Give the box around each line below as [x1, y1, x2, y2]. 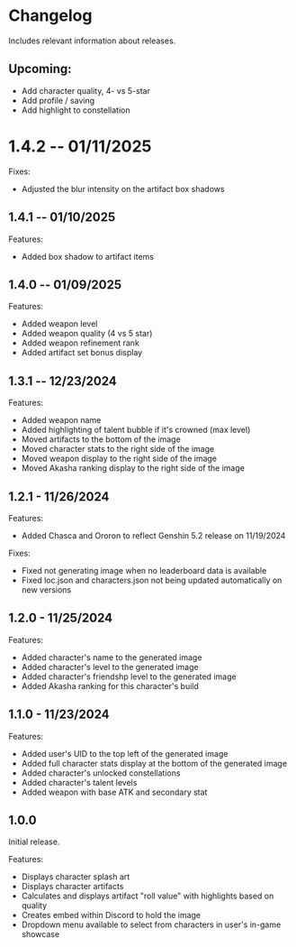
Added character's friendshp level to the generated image [21, 671, 237, 682]
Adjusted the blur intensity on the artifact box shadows [21, 183, 226, 194]
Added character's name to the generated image [21, 651, 202, 663]
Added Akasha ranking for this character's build [21, 680, 200, 691]
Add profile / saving [21, 95, 95, 106]
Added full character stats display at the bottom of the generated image [21, 758, 288, 768]
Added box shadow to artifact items [21, 251, 155, 262]
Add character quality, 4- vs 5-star [21, 85, 150, 96]
